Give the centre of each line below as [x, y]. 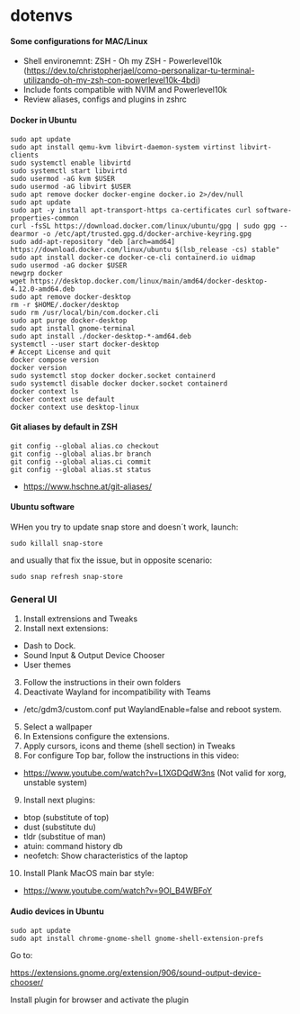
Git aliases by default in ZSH [64, 427]
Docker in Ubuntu [44, 120]
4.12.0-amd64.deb [43, 289]
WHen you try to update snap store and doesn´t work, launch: [124, 527]
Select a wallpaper [57, 727]
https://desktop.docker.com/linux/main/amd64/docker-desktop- [149, 281]
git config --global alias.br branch [81, 454]
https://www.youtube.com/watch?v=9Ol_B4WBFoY [118, 891]
